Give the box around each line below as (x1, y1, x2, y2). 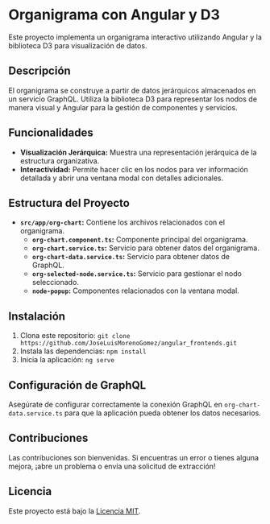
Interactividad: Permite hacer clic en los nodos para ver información (19, 164, 248, 174)
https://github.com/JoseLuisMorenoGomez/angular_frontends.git (19, 340, 238, 348)
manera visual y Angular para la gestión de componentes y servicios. (8, 102, 238, 112)
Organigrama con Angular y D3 (8, 6, 220, 24)
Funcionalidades (8, 126, 94, 140)
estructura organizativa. (19, 155, 100, 166)
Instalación (8, 309, 66, 323)
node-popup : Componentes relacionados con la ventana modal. (31, 286, 239, 295)
